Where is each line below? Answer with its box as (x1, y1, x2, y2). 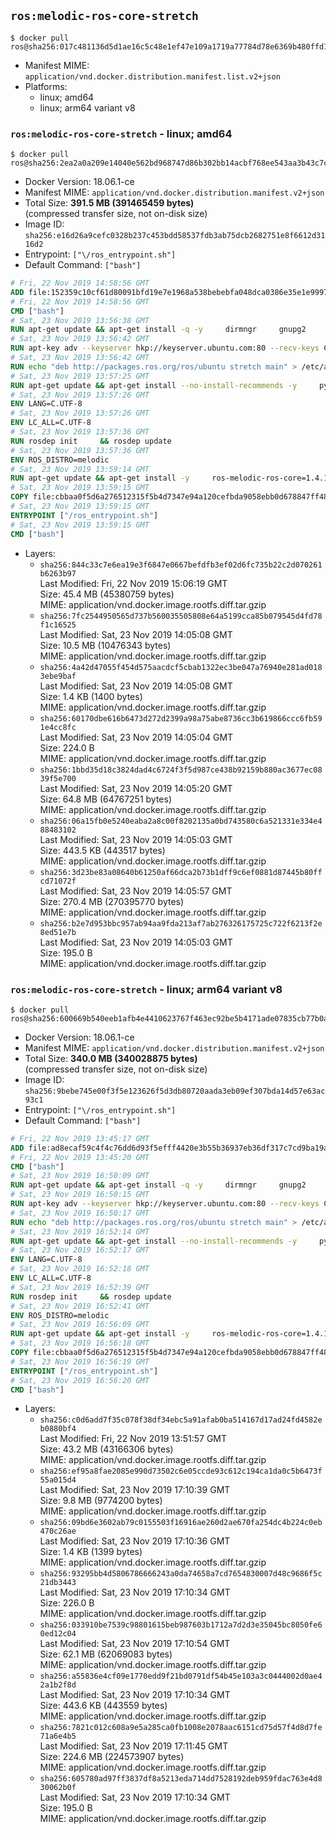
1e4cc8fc (39, 722, 77, 732)
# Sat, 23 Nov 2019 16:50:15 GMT (10, 1190, 150, 1200)
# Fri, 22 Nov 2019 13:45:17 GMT (10, 1133, 150, 1144)
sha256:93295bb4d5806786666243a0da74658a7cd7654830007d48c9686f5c (39, 1569, 323, 1579)
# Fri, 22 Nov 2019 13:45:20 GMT (10, 1152, 150, 1162)
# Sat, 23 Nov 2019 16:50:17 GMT (10, 1208, 150, 1218)
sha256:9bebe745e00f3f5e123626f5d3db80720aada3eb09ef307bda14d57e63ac (24, 1086, 326, 1096)
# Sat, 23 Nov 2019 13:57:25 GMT (10, 371, 150, 381)
